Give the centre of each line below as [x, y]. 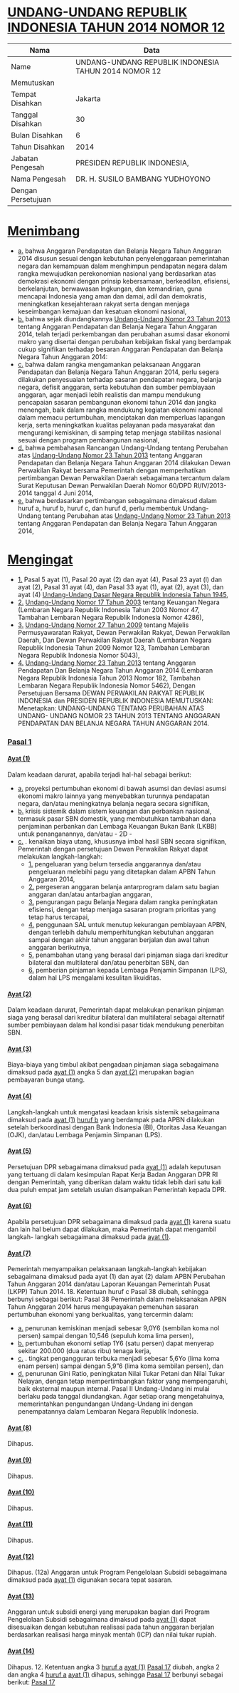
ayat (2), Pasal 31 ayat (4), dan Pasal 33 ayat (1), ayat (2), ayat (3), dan [121, 587]
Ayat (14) [21, 1651]
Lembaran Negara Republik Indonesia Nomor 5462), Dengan [106, 685]
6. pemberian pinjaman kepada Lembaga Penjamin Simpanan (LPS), [128, 970]
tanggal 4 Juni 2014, [64, 493]
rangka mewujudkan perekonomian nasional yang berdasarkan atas [117, 273]
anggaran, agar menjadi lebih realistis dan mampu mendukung [109, 394]
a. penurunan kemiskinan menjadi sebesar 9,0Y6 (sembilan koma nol [118, 1328]
